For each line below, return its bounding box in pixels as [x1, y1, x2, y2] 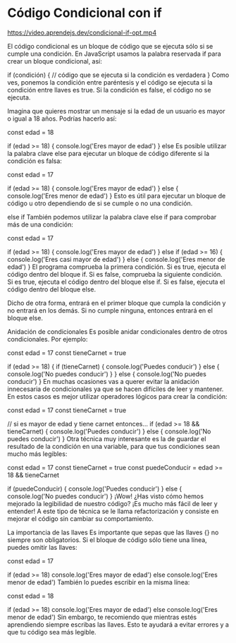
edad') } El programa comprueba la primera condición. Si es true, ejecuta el [7, 263, 227, 271]
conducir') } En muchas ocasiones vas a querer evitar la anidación [7, 377, 199, 385]
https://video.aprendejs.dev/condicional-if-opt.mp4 [7, 28, 157, 37]
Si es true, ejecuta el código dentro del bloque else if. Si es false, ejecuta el [7, 277, 225, 286]
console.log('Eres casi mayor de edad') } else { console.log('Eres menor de [7, 255, 225, 263]
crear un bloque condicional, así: [7, 56, 102, 65]
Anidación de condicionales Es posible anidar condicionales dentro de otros [7, 327, 228, 336]
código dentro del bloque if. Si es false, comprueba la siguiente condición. [7, 270, 223, 278]
